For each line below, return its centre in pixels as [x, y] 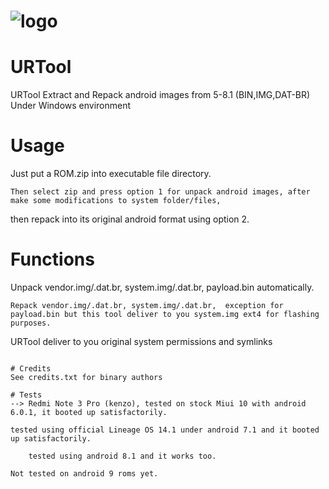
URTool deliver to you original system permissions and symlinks [141, 341]
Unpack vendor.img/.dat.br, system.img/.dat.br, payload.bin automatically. [162, 287]
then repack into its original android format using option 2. [130, 219]
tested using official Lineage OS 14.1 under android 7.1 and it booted [165, 430]
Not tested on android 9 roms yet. [84, 474]
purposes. [31, 323]
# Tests [26, 395]
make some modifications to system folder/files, [116, 201]
